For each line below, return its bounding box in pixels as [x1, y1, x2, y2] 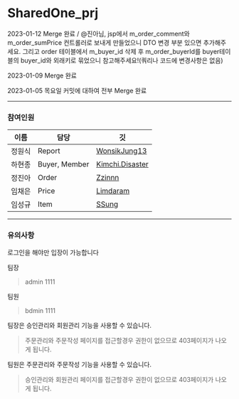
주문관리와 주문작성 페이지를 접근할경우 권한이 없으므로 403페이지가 [24, 336, 214, 344]
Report [38, 146, 60, 156]
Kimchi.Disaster [95, 159, 149, 169]
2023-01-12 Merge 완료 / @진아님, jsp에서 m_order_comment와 [7, 29, 190, 38]
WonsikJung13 [95, 146, 147, 156]
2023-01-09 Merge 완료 [7, 71, 77, 80]
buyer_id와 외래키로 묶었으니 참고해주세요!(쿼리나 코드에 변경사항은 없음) [20, 55, 223, 65]
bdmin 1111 [24, 306, 55, 314]
